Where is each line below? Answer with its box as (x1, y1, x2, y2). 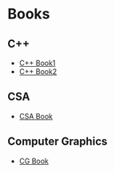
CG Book (18, 156, 50, 166)
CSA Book (18, 111, 54, 121)
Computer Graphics (7, 134, 108, 149)
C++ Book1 (18, 58, 56, 68)
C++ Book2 (18, 67, 57, 76)
